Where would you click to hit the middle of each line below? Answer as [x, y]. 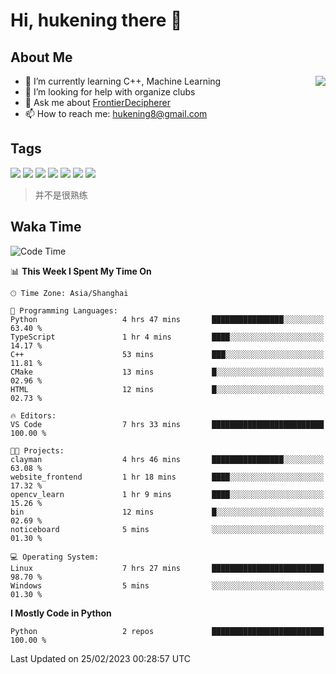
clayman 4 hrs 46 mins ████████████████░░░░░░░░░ [167, 459]
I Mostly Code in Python [61, 613]
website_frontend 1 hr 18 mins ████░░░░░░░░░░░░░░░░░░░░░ [167, 477]
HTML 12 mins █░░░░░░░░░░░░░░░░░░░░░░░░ [167, 389]
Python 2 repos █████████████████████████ [167, 631]
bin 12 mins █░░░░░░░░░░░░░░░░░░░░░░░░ [167, 512]
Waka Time [46, 227]
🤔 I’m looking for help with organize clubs [110, 92]
